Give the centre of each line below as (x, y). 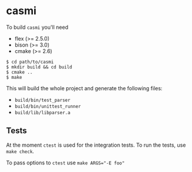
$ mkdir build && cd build (39, 67)
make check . (20, 151)
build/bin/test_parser (42, 100)
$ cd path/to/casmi (30, 62)
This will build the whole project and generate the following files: (85, 88)
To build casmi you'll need (37, 27)
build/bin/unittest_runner (48, 106)
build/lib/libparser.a (42, 113)
